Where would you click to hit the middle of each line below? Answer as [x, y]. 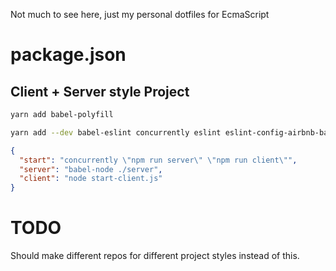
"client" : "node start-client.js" [91, 179]
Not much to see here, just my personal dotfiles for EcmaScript [140, 14]
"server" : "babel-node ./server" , [91, 169]
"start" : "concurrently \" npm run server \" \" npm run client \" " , [158, 160]
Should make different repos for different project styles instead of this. [155, 256]
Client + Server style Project [100, 91]
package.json [68, 55]
